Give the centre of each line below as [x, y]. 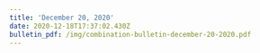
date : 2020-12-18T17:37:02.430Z [70, 26]
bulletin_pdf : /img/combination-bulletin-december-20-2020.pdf [130, 34]
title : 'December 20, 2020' [62, 18]
